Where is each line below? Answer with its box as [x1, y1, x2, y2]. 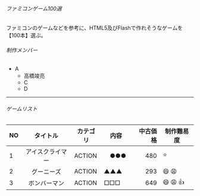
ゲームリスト [6, 105, 37, 112]
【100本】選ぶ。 [6, 32, 46, 39]
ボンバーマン [28, 179, 64, 188]
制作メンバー [6, 46, 37, 53]
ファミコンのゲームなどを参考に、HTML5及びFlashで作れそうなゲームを [6, 24, 183, 31]
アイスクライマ [26, 147, 67, 156]
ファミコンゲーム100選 [6, 5, 62, 12]
